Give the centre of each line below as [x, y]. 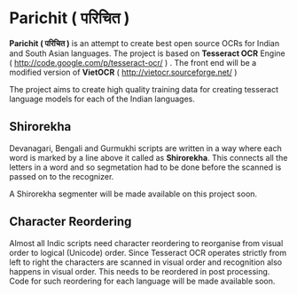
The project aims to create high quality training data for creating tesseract [144, 89]
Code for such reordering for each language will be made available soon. [142, 281]
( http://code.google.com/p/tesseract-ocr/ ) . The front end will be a [133, 62]
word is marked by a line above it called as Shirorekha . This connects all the [148, 157]
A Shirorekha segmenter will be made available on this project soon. [133, 194]
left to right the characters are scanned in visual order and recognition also [145, 262]
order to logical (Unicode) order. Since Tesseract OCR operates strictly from [148, 252]
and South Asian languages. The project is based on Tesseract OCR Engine [147, 53]
